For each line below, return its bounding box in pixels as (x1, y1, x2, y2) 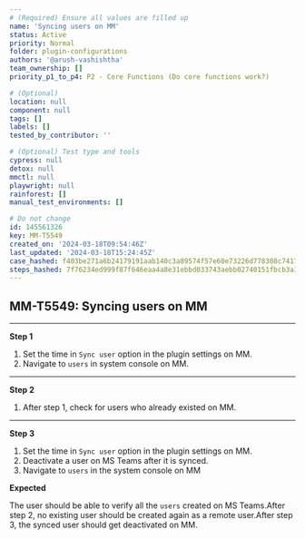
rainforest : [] (9, 190, 67, 199)
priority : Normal (9, 38, 75, 48)
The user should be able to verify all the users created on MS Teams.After (9, 500, 286, 511)
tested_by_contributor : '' (9, 131, 112, 141)
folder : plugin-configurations (9, 47, 128, 56)
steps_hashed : (9, 265, 64, 274)
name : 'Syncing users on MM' (9, 22, 120, 31)
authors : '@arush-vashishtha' (9, 55, 124, 64)
